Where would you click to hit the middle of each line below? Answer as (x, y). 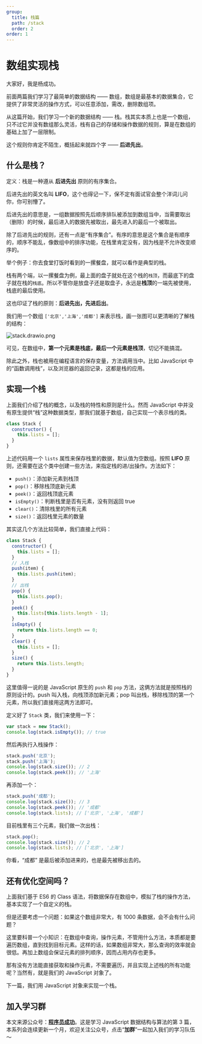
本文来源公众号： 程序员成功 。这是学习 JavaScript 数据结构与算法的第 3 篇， (100, 1022)
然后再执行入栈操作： (32, 744)
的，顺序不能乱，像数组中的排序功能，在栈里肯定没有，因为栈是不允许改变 (98, 242)
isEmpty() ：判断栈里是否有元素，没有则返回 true (75, 501)
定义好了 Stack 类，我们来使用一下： (51, 715)
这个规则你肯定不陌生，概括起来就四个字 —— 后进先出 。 (76, 145)
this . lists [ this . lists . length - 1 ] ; (63, 613)
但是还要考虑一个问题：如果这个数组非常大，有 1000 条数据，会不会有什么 (98, 917)
